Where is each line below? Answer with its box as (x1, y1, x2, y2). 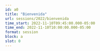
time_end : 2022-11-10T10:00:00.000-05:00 (5, 25, 91, 30)
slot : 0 (5, 39, 21, 44)
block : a (5, 34, 23, 39)
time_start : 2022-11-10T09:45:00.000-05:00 (5, 20, 96, 26)
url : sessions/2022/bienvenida (5, 16, 69, 21)
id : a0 (5, 7, 19, 12)
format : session (5, 30, 38, 34)
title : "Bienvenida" (5, 12, 48, 17)
